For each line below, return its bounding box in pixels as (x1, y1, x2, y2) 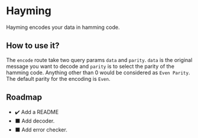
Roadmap (6, 93, 43, 103)
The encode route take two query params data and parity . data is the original (6, 56, 193, 63)
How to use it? (6, 41, 60, 51)
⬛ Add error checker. (14, 126, 68, 133)
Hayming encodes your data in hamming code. (6, 24, 120, 31)
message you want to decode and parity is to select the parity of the (6, 63, 174, 70)
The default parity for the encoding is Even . (6, 75, 111, 82)
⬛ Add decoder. (14, 117, 55, 124)
